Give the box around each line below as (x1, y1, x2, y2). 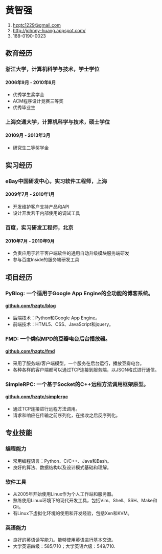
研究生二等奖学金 (12, 145, 49, 151)
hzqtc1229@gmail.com (12, 22, 61, 28)
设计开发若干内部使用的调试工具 (12, 210, 80, 216)
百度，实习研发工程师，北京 (5, 224, 74, 231)
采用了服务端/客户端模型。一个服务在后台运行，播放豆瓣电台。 (12, 360, 145, 366)
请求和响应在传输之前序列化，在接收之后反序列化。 (12, 412, 121, 418)
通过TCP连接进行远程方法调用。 (12, 405, 80, 412)
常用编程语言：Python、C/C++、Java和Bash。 (12, 458, 112, 464)
